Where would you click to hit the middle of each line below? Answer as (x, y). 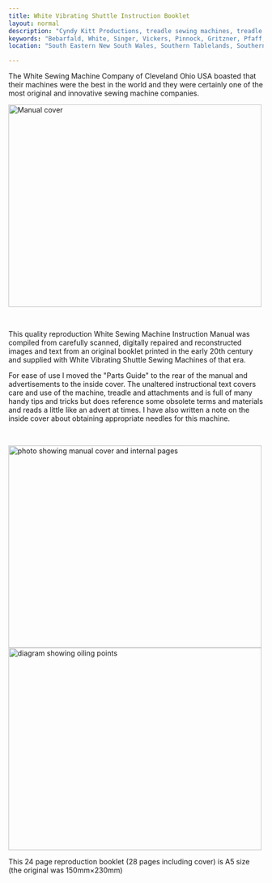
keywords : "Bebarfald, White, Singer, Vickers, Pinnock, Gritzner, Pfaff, (137, 38)
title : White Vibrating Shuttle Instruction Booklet (99, 16)
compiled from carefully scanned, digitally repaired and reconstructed (125, 343)
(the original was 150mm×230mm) (66, 870)
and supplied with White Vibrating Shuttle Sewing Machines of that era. (127, 360)
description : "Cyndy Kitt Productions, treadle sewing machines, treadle (136, 31)
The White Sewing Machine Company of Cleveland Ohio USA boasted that (132, 76)
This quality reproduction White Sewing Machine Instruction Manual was (129, 334)
